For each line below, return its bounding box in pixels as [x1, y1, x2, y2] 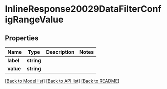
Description [46, 49, 75, 55]
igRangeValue [5, 14, 64, 25]
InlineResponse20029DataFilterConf [5, 3, 162, 15]
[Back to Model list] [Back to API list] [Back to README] [5, 78, 120, 84]
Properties [5, 34, 39, 42]
